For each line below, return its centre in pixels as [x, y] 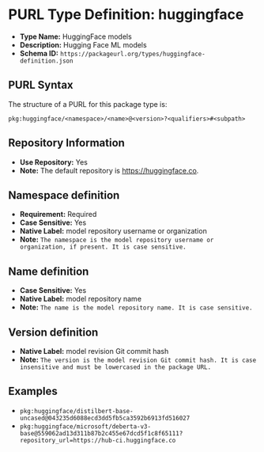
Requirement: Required [58, 215]
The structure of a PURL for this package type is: [88, 104]
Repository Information [66, 143]
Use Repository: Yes [54, 162]
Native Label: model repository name [81, 299]
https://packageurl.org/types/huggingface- [133, 54]
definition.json [46, 61]
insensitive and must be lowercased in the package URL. [115, 367]
